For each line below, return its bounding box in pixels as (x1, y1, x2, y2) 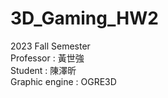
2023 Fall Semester (10, 40, 91, 52)
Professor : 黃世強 (10, 52, 85, 64)
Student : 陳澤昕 (10, 64, 77, 76)
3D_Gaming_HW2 (10, 7, 159, 30)
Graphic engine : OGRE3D (10, 75, 117, 87)
